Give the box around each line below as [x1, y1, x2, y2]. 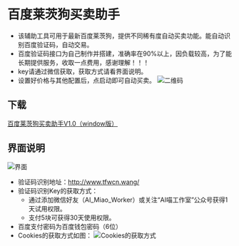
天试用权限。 [28, 204, 66, 212]
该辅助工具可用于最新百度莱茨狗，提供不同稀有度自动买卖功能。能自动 [17, 31, 225, 40]
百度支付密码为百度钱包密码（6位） [17, 222, 123, 230]
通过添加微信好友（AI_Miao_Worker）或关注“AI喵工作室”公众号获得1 [28, 195, 228, 204]
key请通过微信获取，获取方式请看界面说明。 [17, 67, 148, 76]
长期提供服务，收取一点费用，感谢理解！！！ [17, 58, 150, 66]
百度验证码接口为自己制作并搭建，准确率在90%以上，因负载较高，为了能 [17, 49, 233, 58]
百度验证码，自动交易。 [24, 40, 93, 48]
